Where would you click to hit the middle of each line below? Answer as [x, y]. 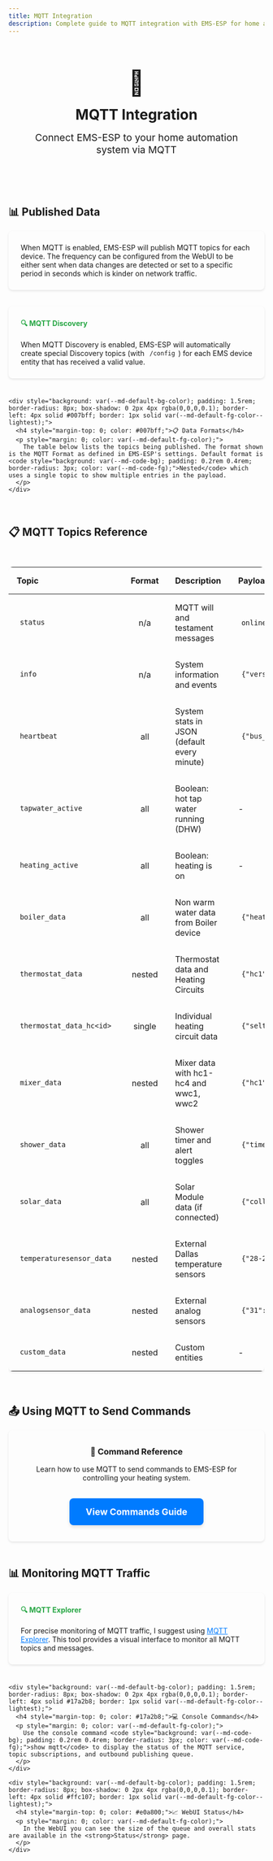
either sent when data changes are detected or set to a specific [127, 264]
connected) [197, 1217]
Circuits [189, 989]
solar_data [41, 1202]
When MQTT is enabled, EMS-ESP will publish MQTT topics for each [135, 247]
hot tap [188, 798]
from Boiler [196, 922]
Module [189, 1197]
